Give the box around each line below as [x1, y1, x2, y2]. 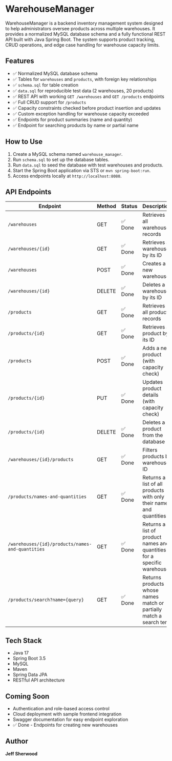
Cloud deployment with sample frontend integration [12, 711, 122, 717]
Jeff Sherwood [5, 750, 38, 756]
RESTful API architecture [12, 677, 65, 683]
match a [142, 612, 162, 620]
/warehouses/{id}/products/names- [8, 541, 92, 547]
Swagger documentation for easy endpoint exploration [12, 716, 128, 723]
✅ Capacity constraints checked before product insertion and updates [12, 105, 161, 111]
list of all [142, 480, 163, 487]
